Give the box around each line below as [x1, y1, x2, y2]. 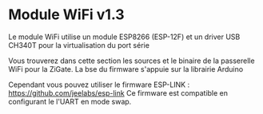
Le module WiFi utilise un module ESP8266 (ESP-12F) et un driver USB [8, 32, 241, 41]
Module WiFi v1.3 [8, 6, 126, 24]
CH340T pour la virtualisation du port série [8, 40, 150, 49]
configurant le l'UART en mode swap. [8, 96, 132, 106]
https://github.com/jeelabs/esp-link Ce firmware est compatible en [8, 88, 229, 97]
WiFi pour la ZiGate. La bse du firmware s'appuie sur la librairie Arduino [8, 64, 244, 73]
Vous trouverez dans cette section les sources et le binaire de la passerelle [8, 56, 255, 65]
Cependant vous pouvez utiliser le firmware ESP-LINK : [8, 80, 190, 89]
